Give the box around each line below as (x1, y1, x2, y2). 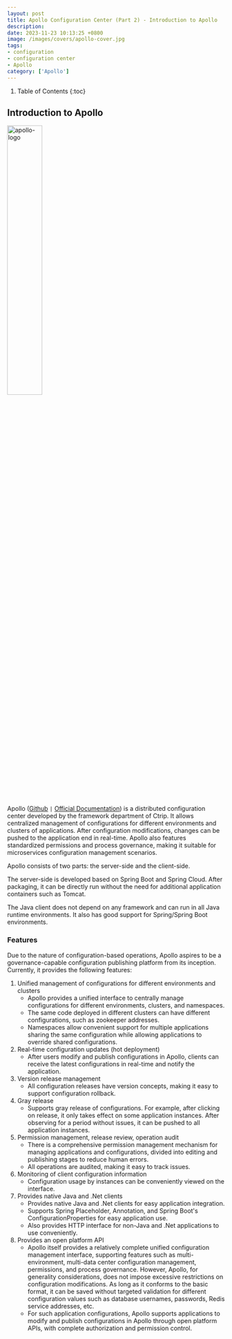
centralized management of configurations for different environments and (7, 819, 217, 827)
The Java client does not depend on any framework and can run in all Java (7, 903, 220, 912)
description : (7, 23, 45, 30)
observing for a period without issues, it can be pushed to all (27, 1118, 200, 1126)
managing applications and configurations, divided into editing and (27, 1148, 217, 1156)
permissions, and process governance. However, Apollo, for (27, 1265, 198, 1273)
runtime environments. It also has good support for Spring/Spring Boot (7, 911, 209, 919)
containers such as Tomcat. (7, 890, 86, 898)
